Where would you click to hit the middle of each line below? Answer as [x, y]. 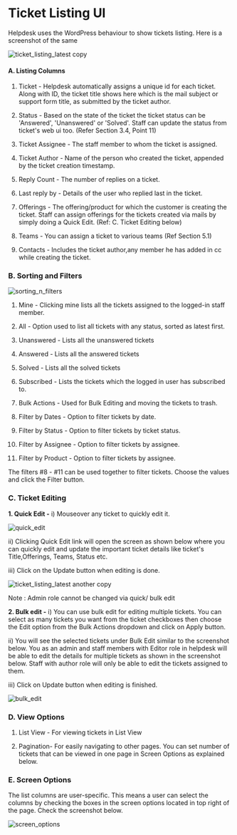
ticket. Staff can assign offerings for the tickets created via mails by [117, 214]
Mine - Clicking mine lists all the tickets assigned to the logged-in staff [121, 305]
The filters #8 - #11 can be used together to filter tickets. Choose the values [119, 472]
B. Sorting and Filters [45, 276]
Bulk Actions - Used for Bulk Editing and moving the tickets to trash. [118, 403]
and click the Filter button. [46, 479]
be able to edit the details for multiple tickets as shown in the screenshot [115, 655]
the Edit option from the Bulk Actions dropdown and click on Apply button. [117, 627]
